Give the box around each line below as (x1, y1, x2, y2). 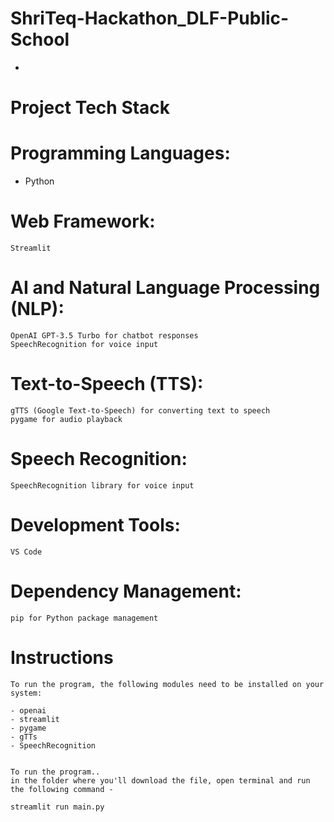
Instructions (10, 646, 114, 669)
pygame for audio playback (10, 414, 123, 424)
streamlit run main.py (10, 802, 105, 812)
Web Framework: (10, 210, 156, 233)
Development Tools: (10, 514, 181, 536)
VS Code (10, 547, 43, 557)
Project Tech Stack (10, 97, 171, 119)
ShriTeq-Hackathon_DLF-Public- (10, 7, 290, 30)
